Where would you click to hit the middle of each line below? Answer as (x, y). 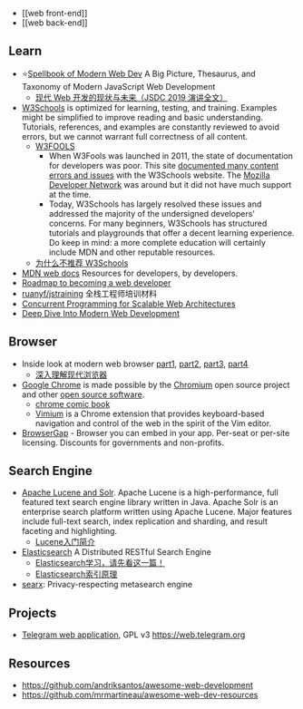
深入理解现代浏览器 (71, 374)
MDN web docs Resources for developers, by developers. (130, 273)
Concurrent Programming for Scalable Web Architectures (129, 304)
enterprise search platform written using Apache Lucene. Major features (156, 512)
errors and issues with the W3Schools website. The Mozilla (159, 175)
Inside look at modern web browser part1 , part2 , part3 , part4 (135, 364)
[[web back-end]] (54, 23)
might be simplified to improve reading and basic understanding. (142, 117)
